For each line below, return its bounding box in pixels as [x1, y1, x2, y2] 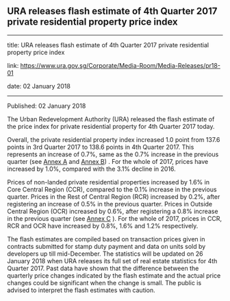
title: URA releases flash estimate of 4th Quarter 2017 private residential [7, 40, 209, 49]
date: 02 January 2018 [7, 82, 71, 90]
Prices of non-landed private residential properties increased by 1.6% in [7, 178, 210, 186]
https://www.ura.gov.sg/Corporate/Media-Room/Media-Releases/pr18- [20, 61, 221, 69]
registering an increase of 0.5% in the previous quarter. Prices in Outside [7, 200, 213, 208]
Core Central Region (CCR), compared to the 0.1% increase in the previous [7, 185, 217, 193]
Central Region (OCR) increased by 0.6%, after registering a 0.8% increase [7, 207, 218, 215]
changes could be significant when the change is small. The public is [7, 278, 202, 287]
